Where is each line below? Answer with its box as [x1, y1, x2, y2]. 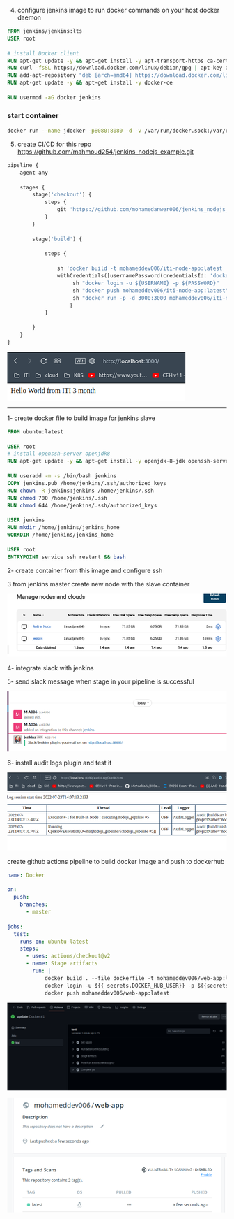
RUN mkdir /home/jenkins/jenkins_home [7, 524, 120, 531]
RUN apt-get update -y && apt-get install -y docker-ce [7, 80, 173, 87]
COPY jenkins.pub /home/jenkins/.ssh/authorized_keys [7, 479, 167, 486]
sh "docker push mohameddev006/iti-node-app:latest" [72, 287, 229, 294]
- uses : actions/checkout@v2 [25, 953, 111, 960]
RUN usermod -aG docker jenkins [7, 94, 101, 101]
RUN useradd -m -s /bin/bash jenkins [7, 473, 117, 479]
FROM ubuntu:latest [7, 428, 64, 435]
